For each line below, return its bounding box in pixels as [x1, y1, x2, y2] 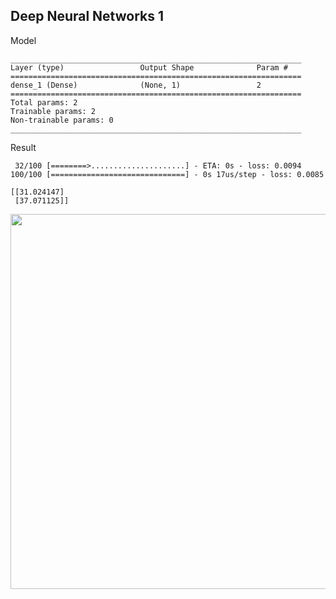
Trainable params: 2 [10, 106, 97, 116]
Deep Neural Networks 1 [10, 8, 165, 25]
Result [10, 141, 37, 153]
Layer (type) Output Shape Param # [10, 62, 288, 73]
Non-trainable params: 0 [10, 115, 114, 125]
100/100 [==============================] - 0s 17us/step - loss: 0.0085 [10, 169, 325, 179]
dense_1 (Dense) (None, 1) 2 [10, 80, 262, 90]
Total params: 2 [10, 97, 78, 108]
